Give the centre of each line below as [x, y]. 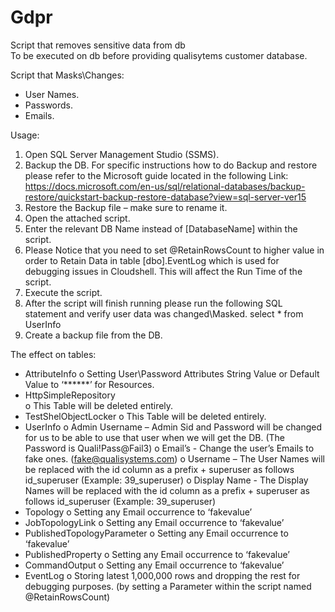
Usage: [25, 135]
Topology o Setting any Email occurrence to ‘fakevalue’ [138, 512]
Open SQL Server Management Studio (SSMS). [122, 154]
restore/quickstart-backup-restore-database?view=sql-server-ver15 [165, 197]
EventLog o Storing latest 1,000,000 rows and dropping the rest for [162, 575]
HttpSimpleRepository [70, 395]
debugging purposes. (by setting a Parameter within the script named [168, 586]
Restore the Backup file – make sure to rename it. [126, 207]
